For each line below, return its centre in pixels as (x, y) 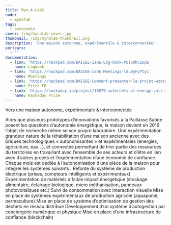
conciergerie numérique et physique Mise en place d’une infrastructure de (83, 212)
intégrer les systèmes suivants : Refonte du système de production (75, 168)
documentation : (21, 57)
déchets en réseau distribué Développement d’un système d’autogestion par (85, 207)
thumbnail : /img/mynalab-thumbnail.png (48, 39)
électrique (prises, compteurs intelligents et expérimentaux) (68, 174)
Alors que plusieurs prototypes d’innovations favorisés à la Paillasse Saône (84, 120)
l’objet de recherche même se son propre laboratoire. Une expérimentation (83, 131)
